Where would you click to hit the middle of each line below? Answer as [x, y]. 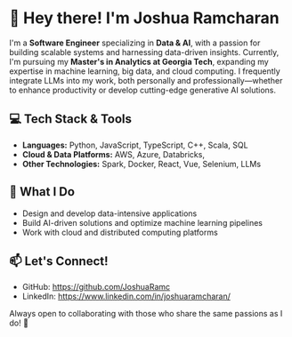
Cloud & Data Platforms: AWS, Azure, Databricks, [113, 154]
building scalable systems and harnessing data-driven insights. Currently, [144, 52]
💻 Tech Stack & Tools [70, 119]
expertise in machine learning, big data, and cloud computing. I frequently [145, 71]
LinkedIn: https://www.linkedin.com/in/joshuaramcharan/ [126, 296]
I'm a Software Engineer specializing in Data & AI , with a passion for [135, 43]
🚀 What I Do [42, 192]
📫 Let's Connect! [59, 261]
